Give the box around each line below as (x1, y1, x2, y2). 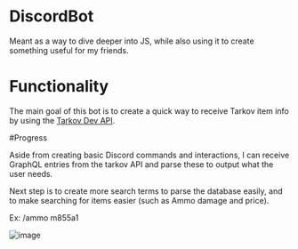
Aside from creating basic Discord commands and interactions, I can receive (9, 149, 290, 160)
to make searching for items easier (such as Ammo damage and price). (9, 195, 270, 205)
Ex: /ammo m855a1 (9, 212, 79, 223)
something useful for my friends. (9, 44, 129, 55)
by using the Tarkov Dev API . (9, 115, 116, 125)
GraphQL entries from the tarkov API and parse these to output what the (9, 158, 274, 170)
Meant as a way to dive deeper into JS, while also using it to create (9, 36, 255, 46)
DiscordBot (9, 6, 94, 27)
